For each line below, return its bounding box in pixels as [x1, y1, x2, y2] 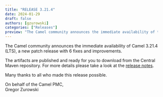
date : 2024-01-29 [5, 12, 40, 16]
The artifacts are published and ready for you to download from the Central [5, 58, 155, 63]
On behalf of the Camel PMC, [5, 81, 64, 87]
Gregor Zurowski [5, 87, 39, 92]
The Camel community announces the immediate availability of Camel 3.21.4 [5, 43, 158, 48]
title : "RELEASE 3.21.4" [5, 7, 55, 12]
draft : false [5, 16, 32, 21]
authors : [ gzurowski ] [5, 20, 49, 26]
